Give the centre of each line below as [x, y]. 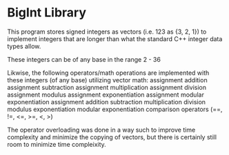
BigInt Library [47, 13]
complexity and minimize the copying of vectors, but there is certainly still [112, 137]
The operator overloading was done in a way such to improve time [101, 130]
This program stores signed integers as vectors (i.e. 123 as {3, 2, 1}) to [107, 32]
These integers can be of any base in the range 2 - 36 [84, 59]
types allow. [24, 46]
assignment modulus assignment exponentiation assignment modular [106, 95]
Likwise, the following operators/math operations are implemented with [108, 73]
